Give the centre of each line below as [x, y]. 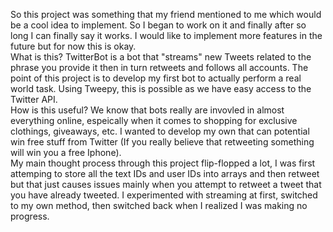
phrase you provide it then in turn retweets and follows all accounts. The [159, 67]
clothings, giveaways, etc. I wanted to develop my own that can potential [160, 131]
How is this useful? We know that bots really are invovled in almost [147, 110]
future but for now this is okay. [73, 46]
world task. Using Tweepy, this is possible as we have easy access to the [161, 88]
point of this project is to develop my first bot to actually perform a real [156, 78]
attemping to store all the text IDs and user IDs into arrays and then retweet [165, 173]
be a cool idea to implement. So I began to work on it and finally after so [158, 25]
